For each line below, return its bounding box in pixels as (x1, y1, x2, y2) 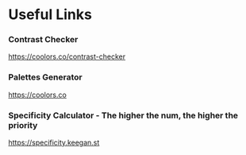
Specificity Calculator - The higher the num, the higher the (8, 110, 239, 121)
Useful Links (8, 6, 93, 24)
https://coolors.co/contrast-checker (8, 52, 125, 61)
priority (8, 119, 38, 130)
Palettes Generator (8, 72, 83, 83)
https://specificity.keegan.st (8, 138, 100, 148)
